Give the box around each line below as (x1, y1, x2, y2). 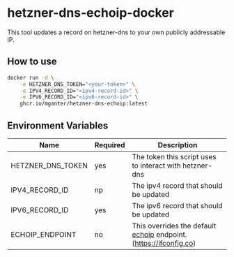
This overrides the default (132, 221, 217, 230)
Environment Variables (7, 119, 109, 131)
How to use (7, 56, 57, 68)
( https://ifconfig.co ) (132, 238, 196, 248)
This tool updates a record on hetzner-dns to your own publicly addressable (7, 28, 226, 36)
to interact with (132, 161, 181, 170)
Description (157, 140, 198, 149)
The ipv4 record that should (132, 180, 223, 190)
